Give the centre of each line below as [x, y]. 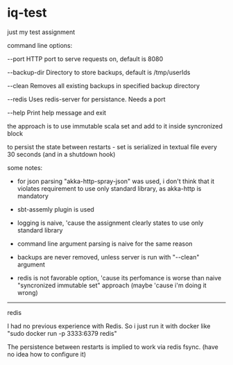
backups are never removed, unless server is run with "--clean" [108, 257]
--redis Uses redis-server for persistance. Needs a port [86, 99]
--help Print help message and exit [57, 112]
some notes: [25, 167]
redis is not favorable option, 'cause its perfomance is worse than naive [119, 278]
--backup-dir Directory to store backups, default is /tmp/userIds [99, 72]
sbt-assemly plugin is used [56, 209]
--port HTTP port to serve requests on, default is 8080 [85, 59]
